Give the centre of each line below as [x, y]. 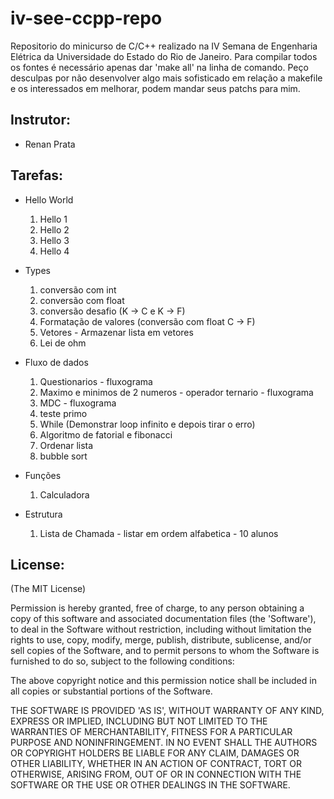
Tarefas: [37, 175]
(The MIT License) [48, 589]
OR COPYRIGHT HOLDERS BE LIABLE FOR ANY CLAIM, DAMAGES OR [155, 753]
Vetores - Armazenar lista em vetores [116, 332]
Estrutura [43, 514]
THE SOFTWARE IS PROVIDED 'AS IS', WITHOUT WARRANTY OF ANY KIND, [167, 711]
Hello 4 [54, 251]
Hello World [49, 199]
